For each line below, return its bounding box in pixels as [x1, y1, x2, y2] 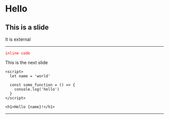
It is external [5, 36, 31, 42]
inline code [5, 51, 30, 56]
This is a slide [5, 23, 49, 32]
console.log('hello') [14, 87, 59, 92]
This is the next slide [5, 60, 48, 65]
